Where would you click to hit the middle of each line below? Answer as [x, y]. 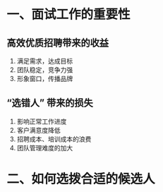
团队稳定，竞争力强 [45, 70]
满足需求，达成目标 [45, 61]
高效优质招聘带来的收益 [58, 43]
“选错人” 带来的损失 [50, 103]
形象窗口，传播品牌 [45, 79]
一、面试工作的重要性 [69, 14]
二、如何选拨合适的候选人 [81, 179]
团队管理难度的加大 [45, 148]
